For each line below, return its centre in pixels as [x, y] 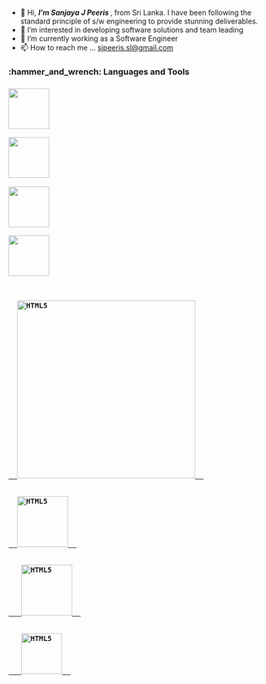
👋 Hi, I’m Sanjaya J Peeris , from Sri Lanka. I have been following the [136, 13]
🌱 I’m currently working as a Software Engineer [99, 38]
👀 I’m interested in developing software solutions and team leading [132, 30]
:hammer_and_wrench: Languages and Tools [99, 72]
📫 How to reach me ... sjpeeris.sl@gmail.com [96, 48]
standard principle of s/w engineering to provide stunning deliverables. [139, 21]
